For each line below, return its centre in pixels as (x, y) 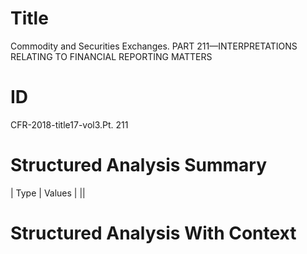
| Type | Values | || (48, 193)
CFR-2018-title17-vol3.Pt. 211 (69, 124)
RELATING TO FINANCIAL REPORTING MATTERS (111, 56)
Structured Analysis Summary (138, 165)
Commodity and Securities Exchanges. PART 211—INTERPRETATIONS (154, 46)
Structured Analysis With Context (153, 233)
